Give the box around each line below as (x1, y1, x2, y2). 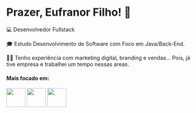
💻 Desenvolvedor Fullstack (6, 25, 75, 33)
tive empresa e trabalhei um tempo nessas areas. (6, 60, 129, 68)
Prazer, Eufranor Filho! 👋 (6, 5, 132, 19)
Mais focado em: (6, 74, 50, 82)
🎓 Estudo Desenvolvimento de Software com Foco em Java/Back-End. (6, 40, 185, 47)
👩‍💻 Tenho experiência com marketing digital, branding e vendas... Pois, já (6, 54, 191, 61)
